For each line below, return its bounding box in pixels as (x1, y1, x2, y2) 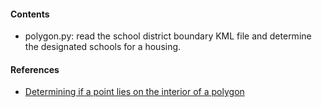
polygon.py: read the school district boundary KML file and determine (24, 30, 312, 42)
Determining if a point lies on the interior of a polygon (24, 86, 245, 98)
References (10, 63, 60, 75)
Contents (10, 8, 50, 20)
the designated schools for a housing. (24, 41, 182, 53)
